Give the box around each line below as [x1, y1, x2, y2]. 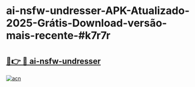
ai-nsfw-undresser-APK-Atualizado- [6, 4, 190, 18]
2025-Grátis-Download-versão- [6, 16, 167, 30]
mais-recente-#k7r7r [6, 29, 111, 42]
